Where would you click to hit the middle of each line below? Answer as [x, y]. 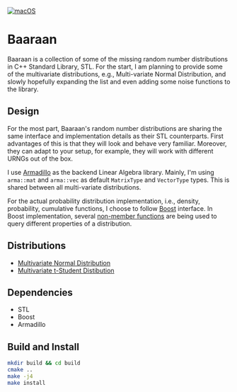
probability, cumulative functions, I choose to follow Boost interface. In [110, 208]
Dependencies [40, 293]
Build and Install [44, 347]
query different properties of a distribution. [70, 224]
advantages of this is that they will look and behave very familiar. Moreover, [117, 143]
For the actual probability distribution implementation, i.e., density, [104, 201]
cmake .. [20, 370]
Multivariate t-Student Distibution [66, 270]
